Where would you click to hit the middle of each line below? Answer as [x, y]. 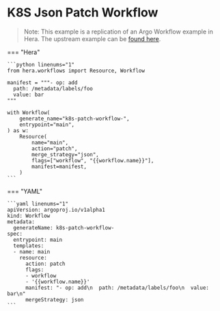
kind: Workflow [29, 216]
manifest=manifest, [59, 166]
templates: [29, 246]
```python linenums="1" [41, 64]
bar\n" [16, 294]
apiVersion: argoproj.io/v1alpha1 [56, 210]
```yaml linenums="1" [38, 203]
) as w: [18, 130]
